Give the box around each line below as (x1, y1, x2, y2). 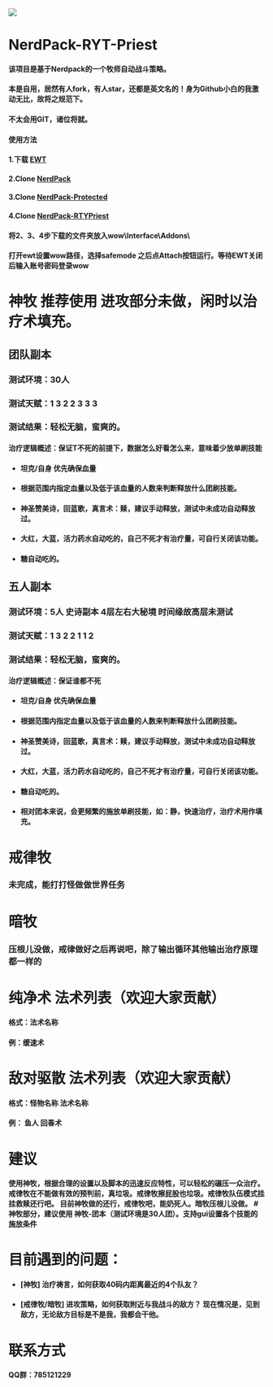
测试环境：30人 (8, 374, 70, 385)
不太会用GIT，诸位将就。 (8, 114, 92, 124)
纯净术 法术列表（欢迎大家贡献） (8, 989, 226, 1007)
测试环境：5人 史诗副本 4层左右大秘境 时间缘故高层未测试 (8, 607, 233, 618)
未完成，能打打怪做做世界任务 (8, 879, 126, 890)
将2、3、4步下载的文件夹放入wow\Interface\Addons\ (8, 230, 191, 240)
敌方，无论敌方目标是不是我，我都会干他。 (19, 1310, 163, 1320)
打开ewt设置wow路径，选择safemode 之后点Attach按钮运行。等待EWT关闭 (8, 250, 263, 260)
